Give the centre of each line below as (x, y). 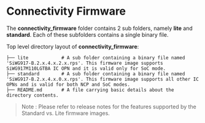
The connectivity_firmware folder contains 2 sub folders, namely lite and (100, 28)
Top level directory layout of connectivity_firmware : (73, 47)
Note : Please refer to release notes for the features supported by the (109, 106)
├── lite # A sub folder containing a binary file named (96, 58)
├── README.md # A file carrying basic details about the (90, 90)
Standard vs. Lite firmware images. (66, 113)
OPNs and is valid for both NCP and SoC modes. (68, 84)
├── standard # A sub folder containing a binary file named (96, 74)
